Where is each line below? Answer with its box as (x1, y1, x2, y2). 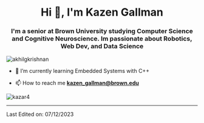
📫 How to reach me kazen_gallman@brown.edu (15, 80, 140, 87)
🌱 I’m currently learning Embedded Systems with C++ (15, 68, 150, 75)
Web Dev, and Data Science (60, 42, 144, 51)
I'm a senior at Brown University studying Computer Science (11, 27, 193, 36)
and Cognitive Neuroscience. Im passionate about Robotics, (12, 34, 192, 43)
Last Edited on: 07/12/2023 (6, 111, 74, 118)
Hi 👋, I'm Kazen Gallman (40, 5, 164, 19)
